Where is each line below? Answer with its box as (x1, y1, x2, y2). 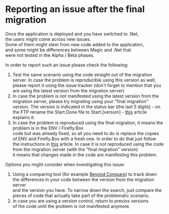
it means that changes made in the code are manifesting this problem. (12, 152, 157, 158)
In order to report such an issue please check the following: (5, 62, 129, 68)
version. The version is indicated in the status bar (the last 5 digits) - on (12, 103, 161, 110)
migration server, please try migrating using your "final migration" (12, 98, 148, 104)
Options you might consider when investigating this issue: (5, 161, 125, 167)
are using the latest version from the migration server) (12, 87, 125, 93)
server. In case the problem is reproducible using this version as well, (12, 77, 156, 83)
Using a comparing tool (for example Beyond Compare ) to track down (12, 171, 157, 177)
